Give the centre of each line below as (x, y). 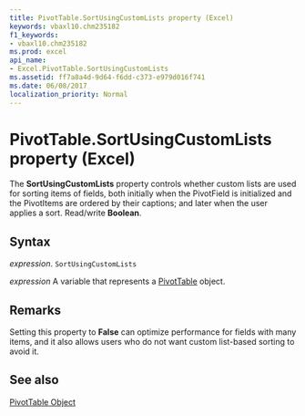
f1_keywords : (34, 35)
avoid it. (24, 351)
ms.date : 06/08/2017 (49, 86)
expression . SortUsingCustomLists (73, 264)
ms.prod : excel (38, 52)
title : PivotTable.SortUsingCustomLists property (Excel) (122, 18)
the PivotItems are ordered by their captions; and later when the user (139, 203)
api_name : (28, 60)
